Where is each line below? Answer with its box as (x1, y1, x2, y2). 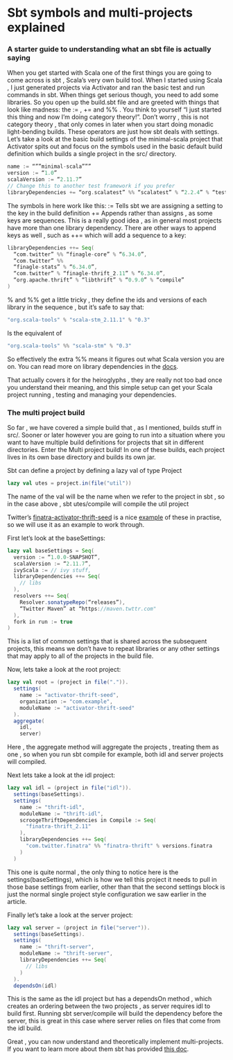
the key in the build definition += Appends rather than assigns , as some (7, 209, 213, 217)
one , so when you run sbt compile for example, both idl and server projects (7, 750, 224, 758)
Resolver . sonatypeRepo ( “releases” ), (19, 598, 126, 606)
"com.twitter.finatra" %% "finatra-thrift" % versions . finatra (25, 842, 213, 850)
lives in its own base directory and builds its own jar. (7, 453, 156, 462)
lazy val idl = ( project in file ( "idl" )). (7, 785, 132, 792)
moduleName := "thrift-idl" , (19, 810, 104, 817)
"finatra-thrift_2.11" (25, 823, 92, 830)
